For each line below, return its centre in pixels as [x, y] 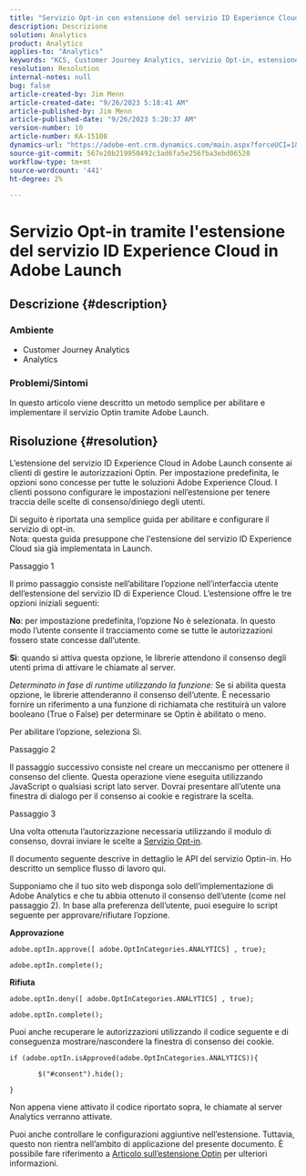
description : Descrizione [58, 26]
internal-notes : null [51, 77]
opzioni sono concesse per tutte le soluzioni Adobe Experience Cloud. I [143, 483]
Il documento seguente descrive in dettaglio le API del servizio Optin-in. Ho [150, 859]
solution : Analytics [49, 35]
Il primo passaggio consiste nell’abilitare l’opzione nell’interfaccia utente [144, 584]
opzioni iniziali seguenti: [55, 603]
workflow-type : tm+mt [51, 162]
